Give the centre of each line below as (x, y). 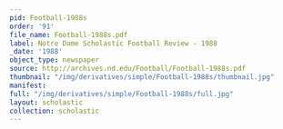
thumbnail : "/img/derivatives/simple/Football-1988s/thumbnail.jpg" (142, 77)
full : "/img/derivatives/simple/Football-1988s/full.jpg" (121, 94)
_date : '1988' (36, 52)
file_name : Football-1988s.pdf (69, 35)
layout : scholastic (46, 102)
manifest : (28, 85)
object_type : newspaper (55, 60)
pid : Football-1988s (49, 18)
